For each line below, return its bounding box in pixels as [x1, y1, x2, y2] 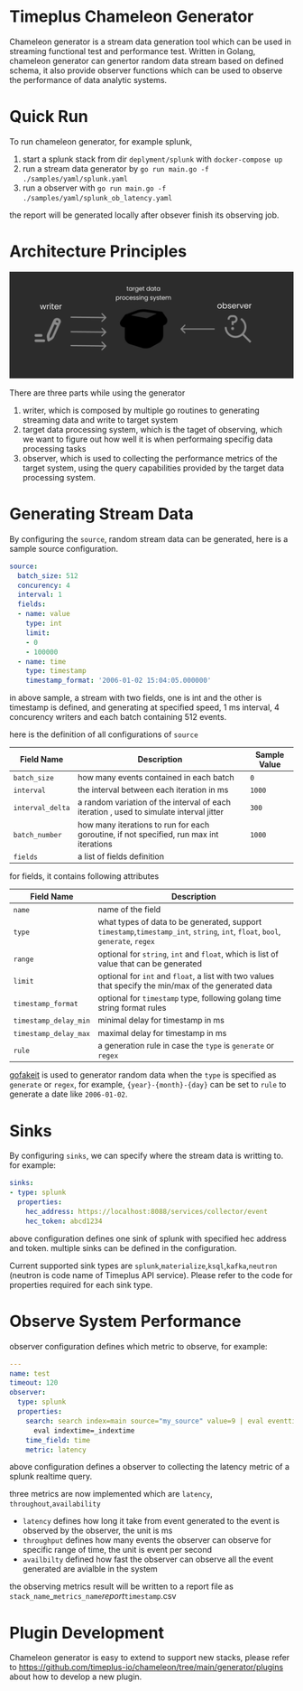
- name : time [17, 657, 67, 666]
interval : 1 [17, 590, 63, 600]
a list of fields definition [78, 851, 165, 862]
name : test [9, 1369, 50, 1378]
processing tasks [22, 443, 87, 453]
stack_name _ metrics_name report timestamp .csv [9, 1591, 177, 1602]
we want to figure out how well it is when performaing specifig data [22, 434, 273, 444]
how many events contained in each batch [78, 771, 234, 782]
